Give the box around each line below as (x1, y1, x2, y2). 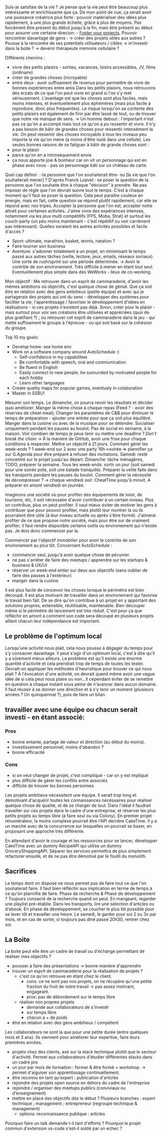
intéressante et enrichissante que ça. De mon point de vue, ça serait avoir (5, 9, 152, 15)
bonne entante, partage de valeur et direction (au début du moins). (12, 739, 146, 745)
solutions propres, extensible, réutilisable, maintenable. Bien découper (5, 603, 145, 608)
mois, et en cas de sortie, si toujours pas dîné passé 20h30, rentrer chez (5, 916, 150, 922)
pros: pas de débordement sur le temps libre (26, 994, 115, 1000)
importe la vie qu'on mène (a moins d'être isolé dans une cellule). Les (12, 137, 151, 142)
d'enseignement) (12, 1090, 46, 1096)
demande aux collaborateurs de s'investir (26, 1004, 109, 1010)
